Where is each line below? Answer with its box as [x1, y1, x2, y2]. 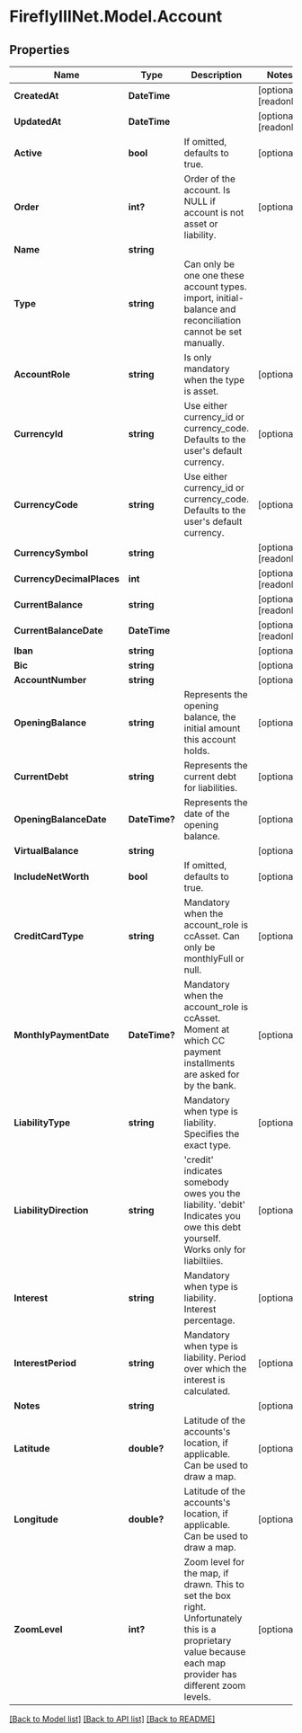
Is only [183, 351, 212, 363]
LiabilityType [13, 1116, 70, 1129]
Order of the [183, 173, 236, 185]
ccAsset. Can [183, 930, 240, 942]
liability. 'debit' [183, 1198, 245, 1211]
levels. [183, 1691, 211, 1702]
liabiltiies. [183, 1255, 224, 1266]
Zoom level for [183, 1556, 245, 1568]
